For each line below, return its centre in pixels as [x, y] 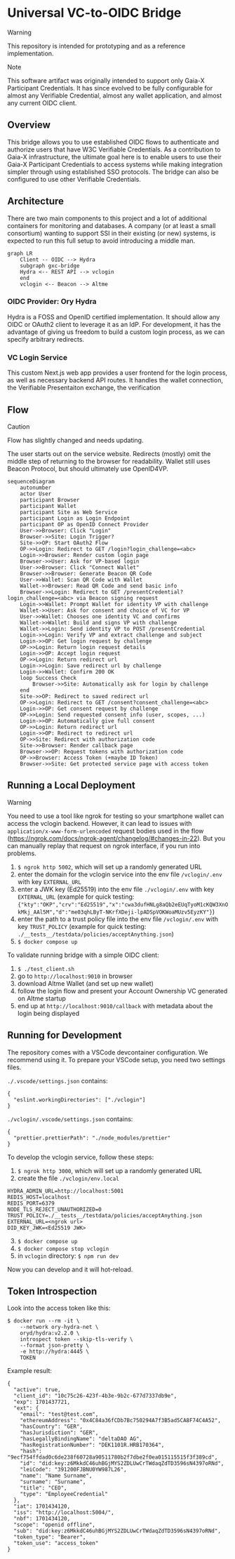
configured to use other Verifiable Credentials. [74, 179]
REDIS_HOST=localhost [39, 1197]
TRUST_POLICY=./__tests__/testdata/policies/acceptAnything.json [105, 1215]
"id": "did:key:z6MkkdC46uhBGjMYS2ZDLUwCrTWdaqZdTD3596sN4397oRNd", [122, 1464]
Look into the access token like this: [59, 1308]
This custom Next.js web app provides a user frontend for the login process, [117, 373]
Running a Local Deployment [71, 785]
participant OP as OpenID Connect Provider [85, 524]
